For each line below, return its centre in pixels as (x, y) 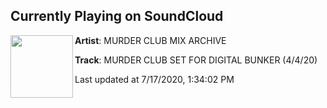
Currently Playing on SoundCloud (117, 16)
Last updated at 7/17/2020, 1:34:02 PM (154, 79)
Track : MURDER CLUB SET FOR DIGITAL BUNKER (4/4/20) (196, 60)
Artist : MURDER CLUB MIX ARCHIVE (150, 40)
